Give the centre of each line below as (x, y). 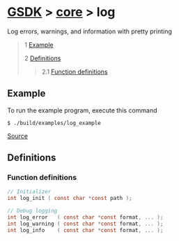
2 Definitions (42, 58)
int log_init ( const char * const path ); (70, 199)
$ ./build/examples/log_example (54, 123)
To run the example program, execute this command (82, 110)
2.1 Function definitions (75, 72)
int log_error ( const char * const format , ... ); (85, 217)
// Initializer (29, 192)
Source (17, 135)
